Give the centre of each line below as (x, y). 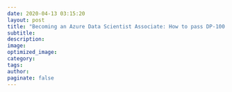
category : (22, 59)
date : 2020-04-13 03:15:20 (46, 13)
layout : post (26, 20)
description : (26, 39)
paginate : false (31, 78)
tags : (15, 65)
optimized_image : (32, 53)
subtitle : (22, 33)
